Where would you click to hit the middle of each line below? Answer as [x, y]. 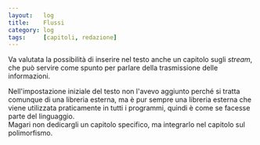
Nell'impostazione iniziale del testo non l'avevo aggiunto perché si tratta [124, 92]
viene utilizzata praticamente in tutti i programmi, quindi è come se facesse [129, 108]
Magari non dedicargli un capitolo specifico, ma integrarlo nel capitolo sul [126, 125]
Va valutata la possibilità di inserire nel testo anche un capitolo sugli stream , [130, 60]
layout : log [31, 15]
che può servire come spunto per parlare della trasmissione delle [113, 68]
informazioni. [29, 76]
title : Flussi [36, 23]
